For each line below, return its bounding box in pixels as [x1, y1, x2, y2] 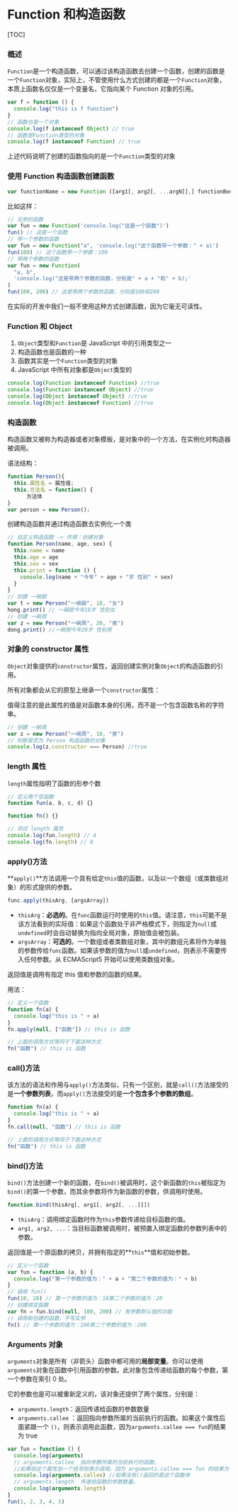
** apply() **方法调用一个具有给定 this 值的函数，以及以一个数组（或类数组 [7, 874, 222, 883]
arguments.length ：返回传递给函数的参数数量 [17, 1404, 150, 1413]
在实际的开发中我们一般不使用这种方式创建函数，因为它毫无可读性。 [7, 302, 206, 310]
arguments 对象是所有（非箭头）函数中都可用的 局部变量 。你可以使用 [7, 1357, 204, 1365]
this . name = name [13, 547, 65, 554]
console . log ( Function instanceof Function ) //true [7, 380, 160, 387]
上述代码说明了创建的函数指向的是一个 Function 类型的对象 [7, 152, 176, 160]
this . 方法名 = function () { [13, 486, 93, 493]
